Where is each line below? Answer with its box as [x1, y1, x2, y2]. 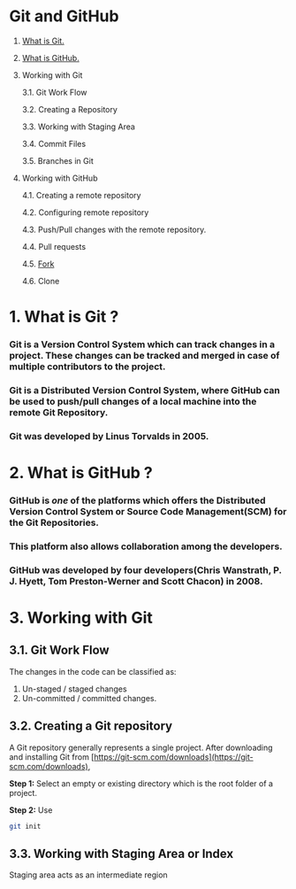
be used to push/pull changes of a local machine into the [9, 395, 257, 407]
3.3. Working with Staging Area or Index [9, 846, 234, 861]
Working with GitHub [21, 173, 98, 183]
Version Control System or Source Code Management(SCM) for [9, 506, 287, 517]
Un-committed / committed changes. [21, 692, 157, 703]
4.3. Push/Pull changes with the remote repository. [21, 224, 207, 235]
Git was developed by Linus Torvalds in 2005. [9, 429, 209, 442]
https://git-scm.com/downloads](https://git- [94, 751, 254, 762]
